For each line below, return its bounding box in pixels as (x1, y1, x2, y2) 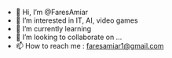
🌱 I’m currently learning (15, 24, 92, 33)
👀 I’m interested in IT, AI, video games (15, 16, 139, 25)
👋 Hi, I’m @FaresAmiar (15, 8, 89, 16)
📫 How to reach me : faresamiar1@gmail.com (15, 42, 164, 50)
